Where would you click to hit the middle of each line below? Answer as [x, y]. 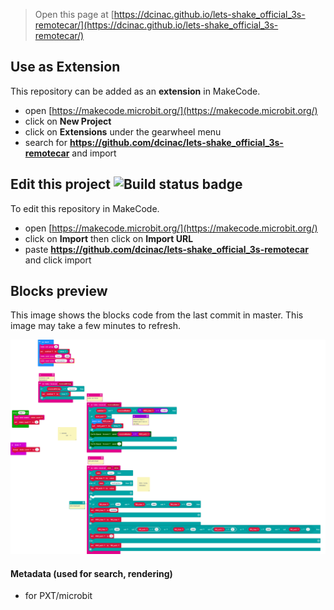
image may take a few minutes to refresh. [95, 326]
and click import [58, 260]
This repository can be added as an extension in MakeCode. [135, 91]
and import [94, 153]
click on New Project [68, 121]
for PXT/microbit [58, 596]
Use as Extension [65, 67]
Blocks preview [59, 291]
